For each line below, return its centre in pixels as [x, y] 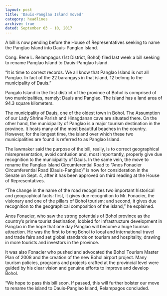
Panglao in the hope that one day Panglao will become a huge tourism [77, 227]
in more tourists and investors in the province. [52, 243]
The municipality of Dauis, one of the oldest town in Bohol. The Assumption [83, 113]
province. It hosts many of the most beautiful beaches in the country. [76, 129]
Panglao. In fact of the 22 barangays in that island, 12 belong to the [74, 78]
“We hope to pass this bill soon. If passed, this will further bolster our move [82, 283]
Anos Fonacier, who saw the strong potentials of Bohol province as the [78, 216]
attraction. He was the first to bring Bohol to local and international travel [80, 232]
